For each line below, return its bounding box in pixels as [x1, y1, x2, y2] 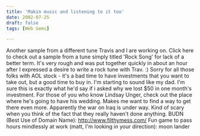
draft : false [6, 20, 39, 26]
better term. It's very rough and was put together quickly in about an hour [6, 60, 188, 67]
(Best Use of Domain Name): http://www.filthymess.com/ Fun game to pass [6, 117, 193, 124]
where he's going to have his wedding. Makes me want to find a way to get [6, 98, 191, 105]
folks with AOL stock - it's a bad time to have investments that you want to [6, 72, 190, 79]
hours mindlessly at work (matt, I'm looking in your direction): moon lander [6, 123, 190, 130]
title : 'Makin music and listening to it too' [6, 8, 125, 15]
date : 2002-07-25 [6, 14, 50, 20]
